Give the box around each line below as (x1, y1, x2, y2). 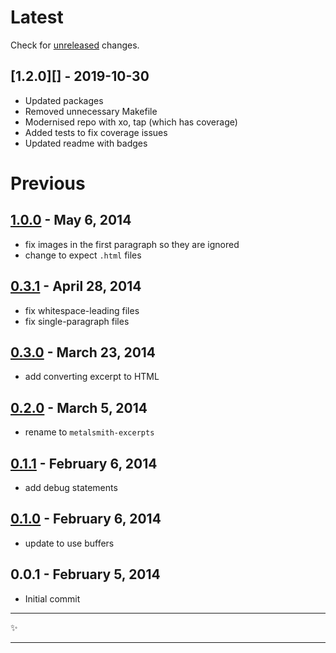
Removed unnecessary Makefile (24, 105, 158, 117)
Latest (10, 6, 64, 29)
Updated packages (24, 94, 104, 106)
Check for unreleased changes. (10, 39, 140, 51)
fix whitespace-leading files (24, 304, 140, 316)
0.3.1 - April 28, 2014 (10, 278, 142, 295)
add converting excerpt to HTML (24, 371, 160, 383)
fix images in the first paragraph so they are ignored (24, 238, 240, 250)
